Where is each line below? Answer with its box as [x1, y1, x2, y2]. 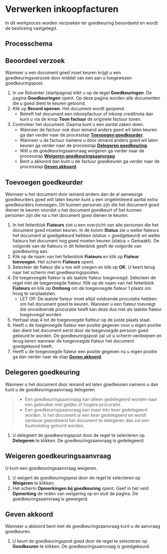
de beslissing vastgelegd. [5, 25, 58, 31]
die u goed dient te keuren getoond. [12, 100, 86, 106]
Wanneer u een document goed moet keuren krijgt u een [5, 69, 121, 75]
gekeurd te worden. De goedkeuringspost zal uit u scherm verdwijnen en [12, 333, 162, 339]
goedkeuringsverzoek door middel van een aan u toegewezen [5, 75, 132, 81]
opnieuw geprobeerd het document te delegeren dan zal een [24, 417, 150, 423]
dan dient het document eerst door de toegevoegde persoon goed [12, 327, 149, 333]
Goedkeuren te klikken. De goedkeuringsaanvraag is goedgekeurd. [12, 544, 151, 550]
